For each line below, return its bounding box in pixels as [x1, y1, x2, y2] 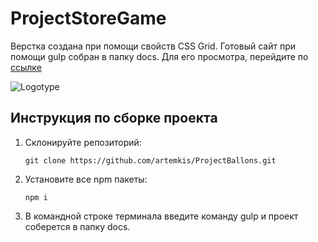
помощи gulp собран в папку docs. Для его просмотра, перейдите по [10, 50, 309, 62]
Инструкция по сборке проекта [10, 110, 218, 127]
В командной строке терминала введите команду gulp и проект [24, 210, 299, 222]
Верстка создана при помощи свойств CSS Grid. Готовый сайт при [10, 40, 296, 52]
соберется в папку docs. [24, 220, 131, 232]
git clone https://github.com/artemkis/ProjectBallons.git [24, 155, 277, 166]
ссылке [10, 61, 42, 73]
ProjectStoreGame [10, 7, 167, 30]
